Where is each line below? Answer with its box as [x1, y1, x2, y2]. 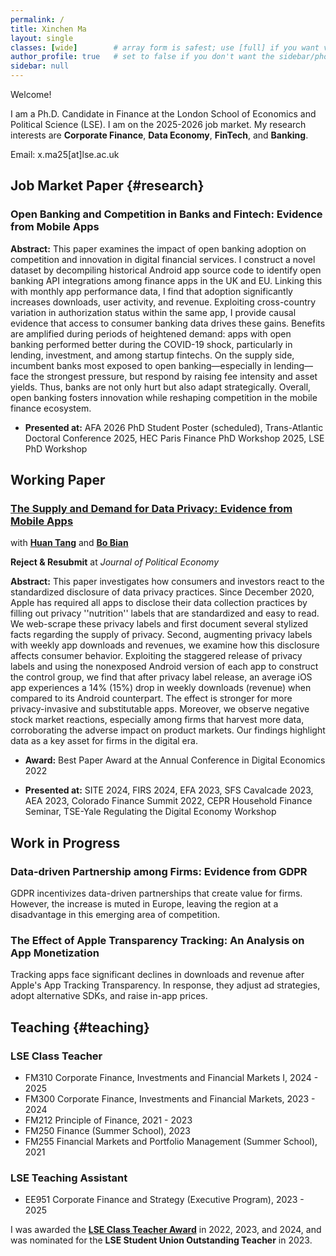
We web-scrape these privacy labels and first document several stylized [10, 618, 309, 630]
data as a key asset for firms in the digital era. [10, 735, 198, 747]
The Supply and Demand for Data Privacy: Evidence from [10, 502, 293, 515]
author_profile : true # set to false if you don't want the [10, 52, 275, 62]
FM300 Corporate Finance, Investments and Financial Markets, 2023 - [24, 1093, 316, 1105]
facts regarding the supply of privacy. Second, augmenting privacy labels [10, 629, 313, 641]
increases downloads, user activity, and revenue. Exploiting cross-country [10, 296, 317, 308]
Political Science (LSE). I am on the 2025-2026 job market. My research [10, 119, 307, 130]
